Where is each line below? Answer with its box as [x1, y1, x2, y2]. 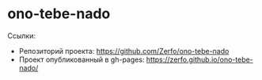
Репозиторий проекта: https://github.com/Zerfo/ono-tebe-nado [18, 46, 230, 55]
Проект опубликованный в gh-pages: [18, 55, 145, 64]
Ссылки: [7, 31, 36, 40]
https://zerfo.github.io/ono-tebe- [146, 55, 254, 64]
